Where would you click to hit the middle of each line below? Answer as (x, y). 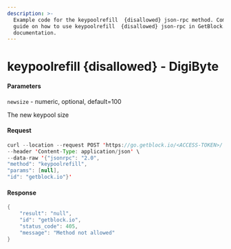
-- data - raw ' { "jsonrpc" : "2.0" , (53, 158)
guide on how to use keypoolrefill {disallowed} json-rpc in (104, 26)
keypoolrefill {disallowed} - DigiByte (113, 67)
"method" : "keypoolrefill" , (47, 164)
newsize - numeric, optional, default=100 (64, 101)
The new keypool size (38, 115)
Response (22, 193)
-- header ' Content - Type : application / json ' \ (73, 151)
